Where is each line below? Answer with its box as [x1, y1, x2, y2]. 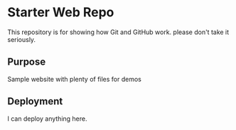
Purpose [7, 56, 46, 68]
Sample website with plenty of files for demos [7, 75, 142, 83]
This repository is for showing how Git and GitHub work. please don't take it [7, 28, 230, 36]
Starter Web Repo [7, 4, 114, 21]
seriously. [7, 35, 36, 43]
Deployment [7, 95, 63, 107]
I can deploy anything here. [7, 114, 87, 123]
